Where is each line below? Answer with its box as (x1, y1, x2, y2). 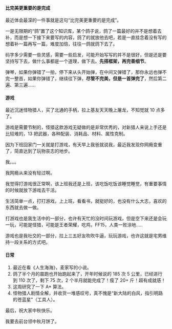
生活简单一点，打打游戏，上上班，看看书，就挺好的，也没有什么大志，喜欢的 (5, 198, 167, 204)
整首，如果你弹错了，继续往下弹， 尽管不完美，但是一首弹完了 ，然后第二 (14, 75, 167, 82)
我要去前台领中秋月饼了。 (5, 318, 59, 324)
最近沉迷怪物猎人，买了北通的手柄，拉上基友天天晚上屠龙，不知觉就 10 (5, 107, 155, 113)
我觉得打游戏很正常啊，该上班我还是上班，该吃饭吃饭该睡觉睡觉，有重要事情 (5, 181, 167, 187)
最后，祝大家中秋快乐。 (5, 307, 55, 313)
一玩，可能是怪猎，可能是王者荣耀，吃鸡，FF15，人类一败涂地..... (5, 222, 143, 228)
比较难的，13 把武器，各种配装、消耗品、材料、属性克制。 (5, 131, 128, 137)
